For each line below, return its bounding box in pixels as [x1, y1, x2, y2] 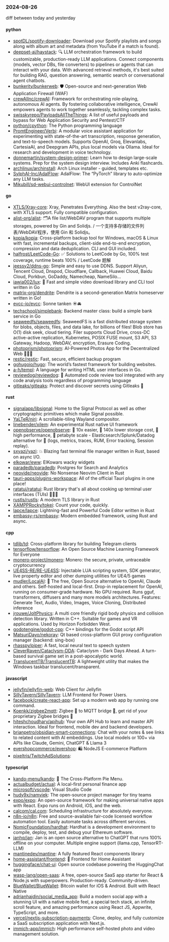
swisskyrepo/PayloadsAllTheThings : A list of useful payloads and [13, 112, 148, 118]
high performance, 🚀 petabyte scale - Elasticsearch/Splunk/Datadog [13, 432, 155, 438]
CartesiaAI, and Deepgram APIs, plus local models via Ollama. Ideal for [13, 143, 160, 150]
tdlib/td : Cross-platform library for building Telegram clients [13, 541, 137, 547]
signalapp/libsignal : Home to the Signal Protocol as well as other [13, 405, 146, 411]
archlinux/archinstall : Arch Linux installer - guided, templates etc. [13, 165, 148, 171]
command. [13, 702, 36, 708]
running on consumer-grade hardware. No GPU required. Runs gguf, [13, 589, 155, 595]
